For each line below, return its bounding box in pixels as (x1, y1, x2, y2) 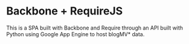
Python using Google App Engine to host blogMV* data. (6, 30, 145, 37)
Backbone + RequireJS (6, 4, 123, 18)
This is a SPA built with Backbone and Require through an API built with (6, 24, 183, 31)
